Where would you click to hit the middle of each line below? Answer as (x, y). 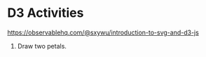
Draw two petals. (42, 46)
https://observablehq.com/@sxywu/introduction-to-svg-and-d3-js (103, 32)
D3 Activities (46, 13)
